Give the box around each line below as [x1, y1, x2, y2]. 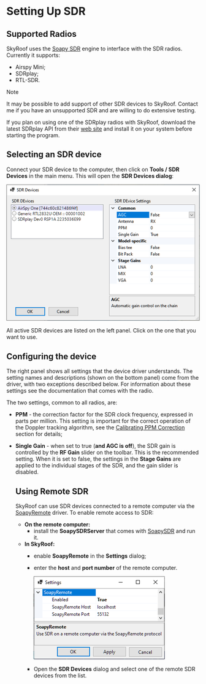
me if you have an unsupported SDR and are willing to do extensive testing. [6, 107, 196, 114]
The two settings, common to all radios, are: [6, 399, 118, 406]
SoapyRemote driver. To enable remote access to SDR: [15, 509, 154, 516]
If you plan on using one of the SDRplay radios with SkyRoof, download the [6, 118, 196, 126]
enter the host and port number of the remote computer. [33, 564, 178, 571]
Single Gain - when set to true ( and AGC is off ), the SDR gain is [15, 442, 176, 450]
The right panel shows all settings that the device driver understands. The [6, 367, 193, 375]
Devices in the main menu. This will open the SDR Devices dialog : [6, 172, 174, 179]
